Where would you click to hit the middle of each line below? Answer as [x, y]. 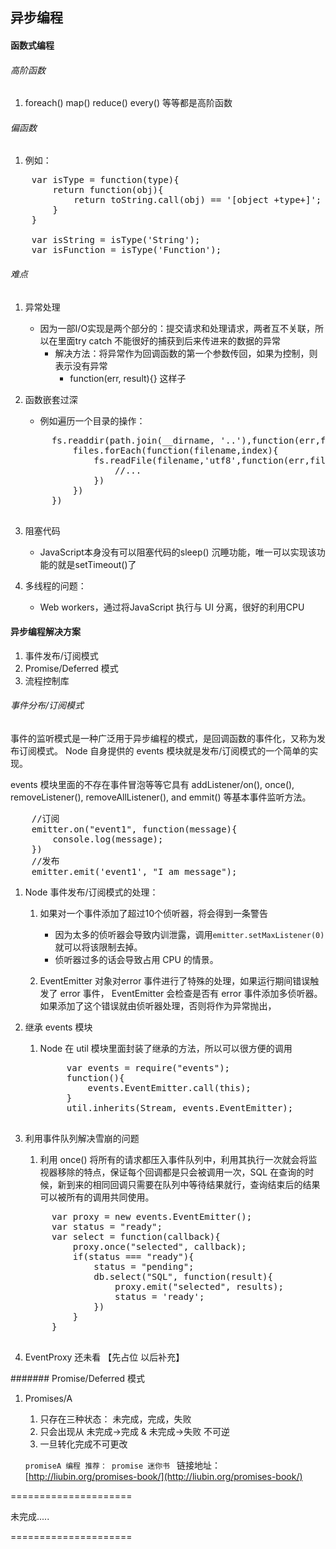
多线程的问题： [55, 585]
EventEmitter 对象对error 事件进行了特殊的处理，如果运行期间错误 [175, 981]
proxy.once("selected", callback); [159, 1246]
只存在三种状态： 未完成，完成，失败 [115, 1419]
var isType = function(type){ [105, 180]
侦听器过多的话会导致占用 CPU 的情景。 [136, 959]
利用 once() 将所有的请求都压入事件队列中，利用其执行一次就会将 [174, 1159]
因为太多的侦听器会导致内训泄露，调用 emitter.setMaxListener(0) [189, 934]
